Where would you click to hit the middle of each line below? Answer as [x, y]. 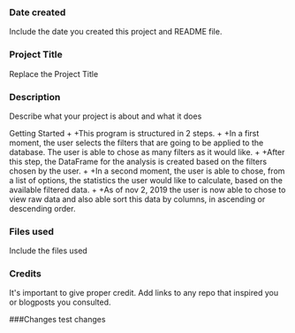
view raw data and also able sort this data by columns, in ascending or [137, 199]
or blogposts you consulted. [61, 302]
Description [35, 97]
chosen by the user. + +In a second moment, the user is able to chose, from [147, 171]
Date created [38, 12]
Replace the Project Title [54, 74]
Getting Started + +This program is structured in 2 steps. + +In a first [134, 133]
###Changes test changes [57, 320]
